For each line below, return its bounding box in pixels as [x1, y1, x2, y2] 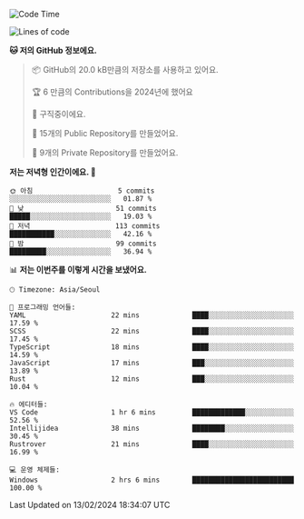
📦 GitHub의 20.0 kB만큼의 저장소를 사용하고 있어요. [31, 65, 220, 75]
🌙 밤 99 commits [9, 239, 157, 248]
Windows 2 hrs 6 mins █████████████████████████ [9, 475, 295, 484]
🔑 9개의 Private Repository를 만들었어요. [31, 147, 179, 158]
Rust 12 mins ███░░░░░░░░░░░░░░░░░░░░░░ [9, 374, 295, 384]
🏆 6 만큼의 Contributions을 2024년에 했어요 [31, 86, 193, 97]
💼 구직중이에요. [31, 109, 86, 119]
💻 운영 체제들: [9, 465, 61, 474]
